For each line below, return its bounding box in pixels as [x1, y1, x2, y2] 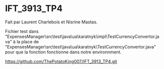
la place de [16, 38, 39, 44]
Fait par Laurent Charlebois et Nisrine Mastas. [5, 19, 98, 25]
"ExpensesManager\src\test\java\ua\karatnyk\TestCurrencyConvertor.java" [5, 44, 156, 50]
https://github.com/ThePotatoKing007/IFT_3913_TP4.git [5, 58, 117, 64]
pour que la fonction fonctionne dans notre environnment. [5, 49, 122, 55]
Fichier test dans [5, 28, 39, 34]
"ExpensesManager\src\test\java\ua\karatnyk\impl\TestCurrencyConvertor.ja [5, 34, 160, 39]
